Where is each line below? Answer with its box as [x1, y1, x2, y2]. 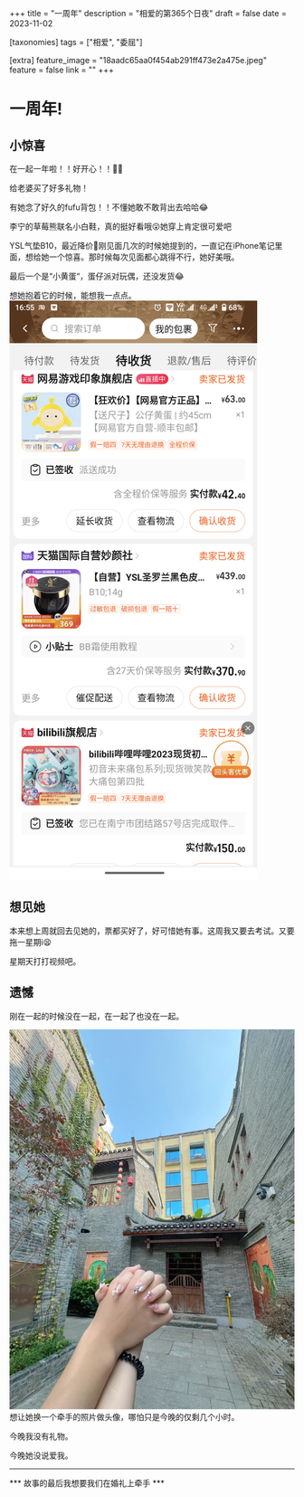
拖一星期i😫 [9, 936, 52, 947]
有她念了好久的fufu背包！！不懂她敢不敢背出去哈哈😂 [9, 202, 209, 213]
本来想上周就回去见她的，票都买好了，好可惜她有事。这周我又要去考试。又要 [9, 925, 295, 936]
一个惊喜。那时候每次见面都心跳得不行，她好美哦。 [48, 251, 240, 262]
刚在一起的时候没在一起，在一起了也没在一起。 [9, 1010, 184, 1021]
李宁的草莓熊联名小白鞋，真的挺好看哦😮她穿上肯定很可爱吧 [9, 221, 233, 232]
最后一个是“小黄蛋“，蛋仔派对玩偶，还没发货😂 [9, 270, 185, 281]
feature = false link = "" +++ [9, 64, 115, 75]
